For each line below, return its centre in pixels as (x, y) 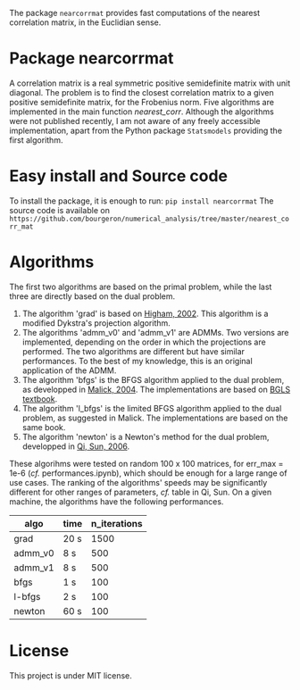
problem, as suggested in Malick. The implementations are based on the (155, 418)
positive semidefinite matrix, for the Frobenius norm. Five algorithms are (142, 102)
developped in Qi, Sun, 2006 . (76, 446)
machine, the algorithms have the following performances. (117, 501)
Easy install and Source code (118, 176)
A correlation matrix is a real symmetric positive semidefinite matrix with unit (150, 83)
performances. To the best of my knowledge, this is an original (137, 361)
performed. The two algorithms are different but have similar (133, 351)
